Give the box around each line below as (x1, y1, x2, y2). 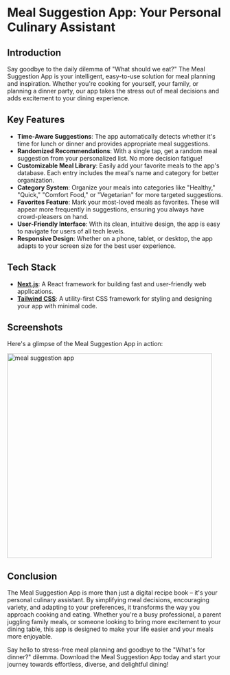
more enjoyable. (7, 632, 53, 641)
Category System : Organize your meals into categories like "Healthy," (16, 183, 216, 192)
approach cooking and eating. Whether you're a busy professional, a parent (7, 610, 222, 619)
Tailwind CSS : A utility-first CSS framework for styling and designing (16, 294, 212, 303)
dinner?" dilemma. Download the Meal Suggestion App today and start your (7, 653, 221, 661)
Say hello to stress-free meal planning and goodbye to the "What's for (7, 645, 206, 654)
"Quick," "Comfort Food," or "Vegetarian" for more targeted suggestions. (16, 190, 223, 198)
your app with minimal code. (16, 301, 97, 310)
